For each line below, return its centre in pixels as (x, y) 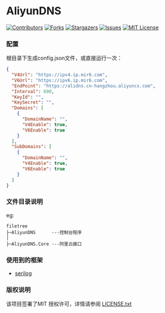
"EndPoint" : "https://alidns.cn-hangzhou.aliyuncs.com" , (84, 86)
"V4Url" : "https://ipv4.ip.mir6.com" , (60, 75)
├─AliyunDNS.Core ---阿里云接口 (44, 244)
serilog (23, 273)
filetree (17, 226)
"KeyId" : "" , (28, 97)
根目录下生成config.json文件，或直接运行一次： (64, 58)
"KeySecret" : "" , (33, 102)
